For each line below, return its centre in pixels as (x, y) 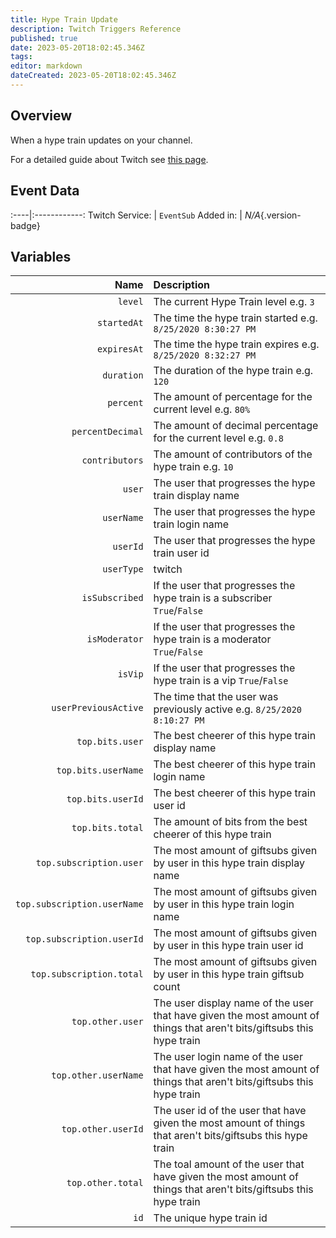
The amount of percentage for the (233, 397)
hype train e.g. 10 (193, 467)
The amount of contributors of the (233, 454)
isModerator (115, 639)
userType (123, 569)
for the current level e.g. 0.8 (218, 438)
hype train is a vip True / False (221, 681)
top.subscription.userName (79, 904)
